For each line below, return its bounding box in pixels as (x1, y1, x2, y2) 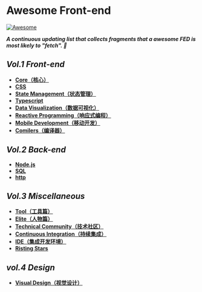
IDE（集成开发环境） (15, 238, 67, 245)
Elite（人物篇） (15, 215, 53, 222)
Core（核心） (15, 76, 50, 83)
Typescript (15, 97, 44, 104)
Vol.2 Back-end (6, 144, 67, 155)
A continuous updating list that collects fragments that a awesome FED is (6, 35, 196, 42)
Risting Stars (15, 245, 48, 252)
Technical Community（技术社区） (15, 223, 104, 230)
